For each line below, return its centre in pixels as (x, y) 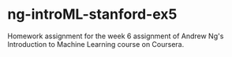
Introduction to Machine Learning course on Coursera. (96, 44)
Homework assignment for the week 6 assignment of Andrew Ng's (116, 36)
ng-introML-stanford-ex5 (92, 14)
